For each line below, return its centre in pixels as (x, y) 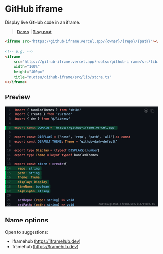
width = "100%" (27, 67)
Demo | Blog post (34, 32)
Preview (18, 97)
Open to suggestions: (26, 232)
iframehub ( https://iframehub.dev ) (46, 241)
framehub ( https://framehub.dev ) (45, 246)
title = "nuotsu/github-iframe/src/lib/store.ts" (63, 77)
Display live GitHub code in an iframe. (43, 22)
